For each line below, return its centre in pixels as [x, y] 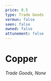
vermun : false [20, 19]
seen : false [18, 24]
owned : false [19, 29]
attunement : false [24, 34]
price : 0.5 [17, 10]
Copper [21, 59]
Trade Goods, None [26, 73]
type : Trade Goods [24, 15]
